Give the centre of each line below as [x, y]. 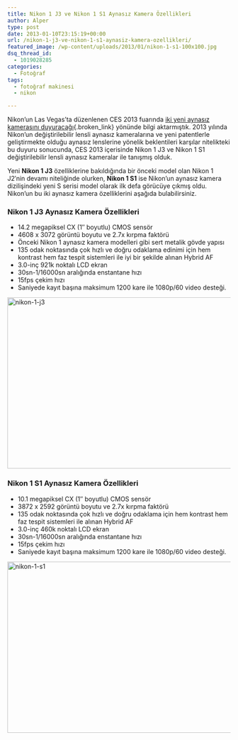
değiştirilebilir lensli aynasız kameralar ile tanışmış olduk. [90, 158]
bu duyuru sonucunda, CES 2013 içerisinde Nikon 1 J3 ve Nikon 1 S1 [106, 150]
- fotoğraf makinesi [44, 87]
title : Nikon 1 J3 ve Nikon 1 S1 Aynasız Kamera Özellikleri [100, 14]
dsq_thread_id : [30, 54]
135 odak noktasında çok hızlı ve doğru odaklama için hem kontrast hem [123, 514]
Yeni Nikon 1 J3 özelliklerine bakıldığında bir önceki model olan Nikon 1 [110, 171]
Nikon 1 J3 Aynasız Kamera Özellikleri [73, 212]
